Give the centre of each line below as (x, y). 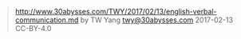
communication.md (47, 20)
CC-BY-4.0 (33, 28)
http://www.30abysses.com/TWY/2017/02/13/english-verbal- (116, 12)
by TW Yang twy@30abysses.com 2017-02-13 (156, 20)
